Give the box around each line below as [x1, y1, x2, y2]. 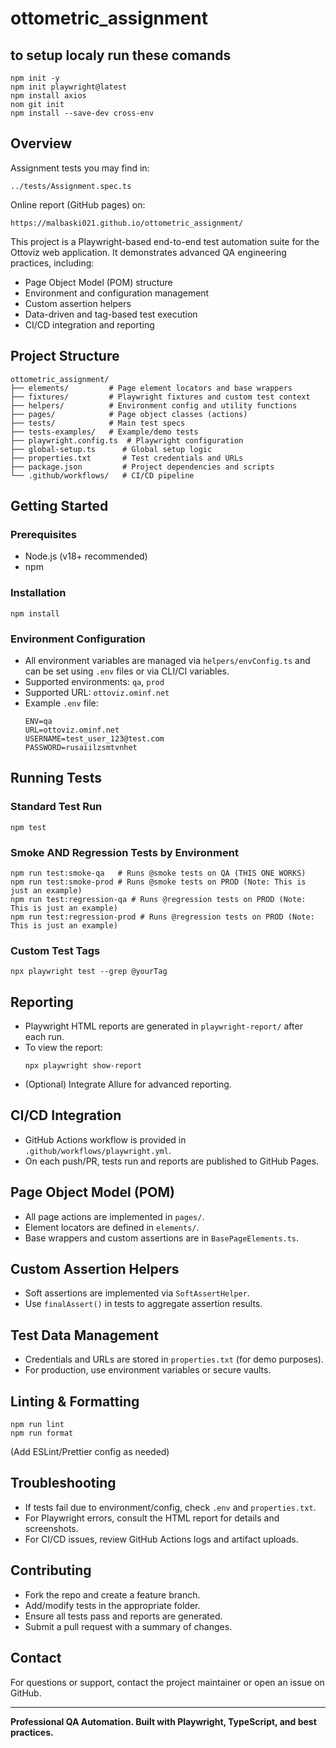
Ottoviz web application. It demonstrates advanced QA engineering [10, 246, 287, 258]
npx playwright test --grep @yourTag [10, 967, 168, 977]
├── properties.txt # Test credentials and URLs [10, 453, 244, 463]
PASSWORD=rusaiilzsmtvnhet [24, 742, 138, 752]
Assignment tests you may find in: [10, 162, 150, 174]
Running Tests [10, 770, 102, 787]
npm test [10, 822, 47, 832]
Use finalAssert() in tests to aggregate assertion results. [24, 1298, 263, 1310]
